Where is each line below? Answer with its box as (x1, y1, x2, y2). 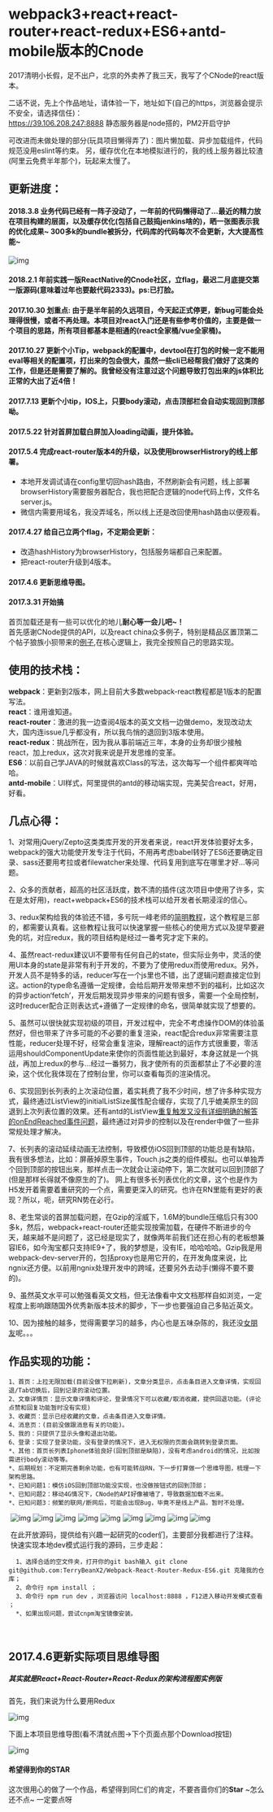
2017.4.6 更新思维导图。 (8, 577, 90, 586)
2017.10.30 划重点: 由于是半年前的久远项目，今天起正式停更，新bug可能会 (8, 305, 257, 315)
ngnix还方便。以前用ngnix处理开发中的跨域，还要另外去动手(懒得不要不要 (8, 1263, 254, 1273)
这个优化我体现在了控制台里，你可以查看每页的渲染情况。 (22, 1069, 215, 1078)
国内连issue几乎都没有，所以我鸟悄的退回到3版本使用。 (22, 727, 209, 737)
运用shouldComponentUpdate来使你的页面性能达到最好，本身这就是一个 (8, 1048, 252, 1058)
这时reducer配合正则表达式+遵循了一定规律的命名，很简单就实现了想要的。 (8, 1001, 260, 1011)
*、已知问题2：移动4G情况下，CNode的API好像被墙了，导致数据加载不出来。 (8, 1490, 227, 1499)
